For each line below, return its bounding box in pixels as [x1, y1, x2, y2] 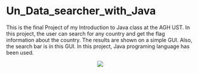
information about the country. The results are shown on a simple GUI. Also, [6, 36, 193, 43]
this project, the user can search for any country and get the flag [6, 30, 165, 37]
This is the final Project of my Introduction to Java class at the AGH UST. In [6, 24, 190, 31]
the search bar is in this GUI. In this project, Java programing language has [6, 43, 190, 50]
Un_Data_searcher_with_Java [6, 4, 156, 18]
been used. [6, 49, 34, 56]
